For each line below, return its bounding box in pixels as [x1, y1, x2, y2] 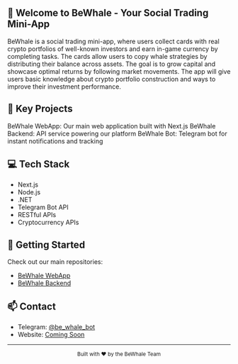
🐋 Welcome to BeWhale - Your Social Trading [7, 7, 209, 19]
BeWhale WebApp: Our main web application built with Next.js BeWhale [7, 121, 216, 130]
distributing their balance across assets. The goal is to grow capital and [7, 60, 216, 68]
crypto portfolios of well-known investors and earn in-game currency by [7, 44, 218, 53]
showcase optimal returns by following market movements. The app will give [7, 67, 231, 75]
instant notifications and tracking [7, 136, 103, 145]
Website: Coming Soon [17, 331, 85, 339]
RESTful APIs [17, 211, 57, 219]
